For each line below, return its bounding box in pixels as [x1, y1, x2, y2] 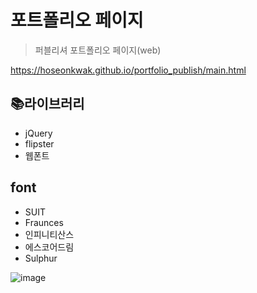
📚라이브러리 [10, 96, 85, 113]
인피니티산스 [24, 228, 75, 240]
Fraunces [24, 216, 64, 228]
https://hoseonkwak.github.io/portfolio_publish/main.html [10, 64, 247, 76]
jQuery [24, 127, 53, 139]
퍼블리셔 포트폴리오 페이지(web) [34, 44, 162, 56]
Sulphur [24, 252, 58, 264]
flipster [24, 137, 55, 150]
